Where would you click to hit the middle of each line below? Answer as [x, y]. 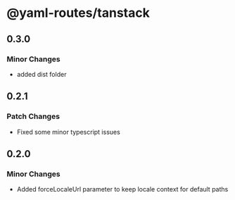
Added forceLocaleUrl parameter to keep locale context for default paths [122, 189]
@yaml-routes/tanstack [78, 13]
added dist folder [42, 74]
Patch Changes [33, 116]
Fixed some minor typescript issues [68, 132]
